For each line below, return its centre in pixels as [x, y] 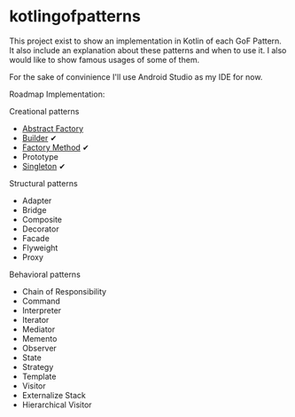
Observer [39, 348]
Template [39, 376]
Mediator [39, 329]
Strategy [38, 366]
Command [41, 301]
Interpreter [42, 310]
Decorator [40, 229]
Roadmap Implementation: [57, 94]
